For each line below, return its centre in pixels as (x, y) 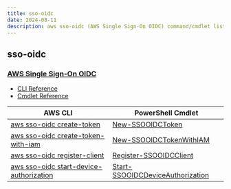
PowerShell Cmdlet (166, 113)
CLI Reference (37, 89)
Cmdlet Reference (43, 96)
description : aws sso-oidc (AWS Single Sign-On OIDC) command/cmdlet (109, 26)
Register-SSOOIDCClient (153, 155)
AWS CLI (58, 113)
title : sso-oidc (30, 13)
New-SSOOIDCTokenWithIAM (161, 140)
